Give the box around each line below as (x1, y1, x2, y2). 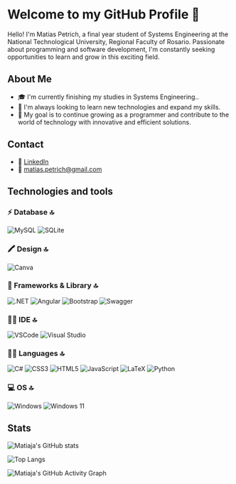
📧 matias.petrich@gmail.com (17, 165, 102, 173)
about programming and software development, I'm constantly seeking (7, 45, 215, 53)
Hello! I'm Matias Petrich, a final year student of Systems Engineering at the (7, 30, 229, 38)
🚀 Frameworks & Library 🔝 (7, 281, 99, 291)
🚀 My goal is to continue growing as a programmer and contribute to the (17, 110, 230, 119)
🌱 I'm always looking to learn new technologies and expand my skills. (17, 102, 221, 111)
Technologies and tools (7, 185, 114, 198)
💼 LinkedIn (17, 157, 49, 166)
